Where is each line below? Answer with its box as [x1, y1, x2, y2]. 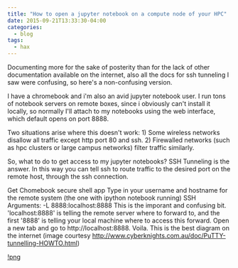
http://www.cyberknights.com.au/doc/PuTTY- [92, 232, 226, 240]
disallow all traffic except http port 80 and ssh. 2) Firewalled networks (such [7, 136, 230, 144]
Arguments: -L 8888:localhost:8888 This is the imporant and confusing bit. [7, 201, 227, 210]
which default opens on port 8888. [7, 114, 109, 123]
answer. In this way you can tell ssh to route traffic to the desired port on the [7, 165, 231, 173]
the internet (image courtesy [7, 232, 91, 240]
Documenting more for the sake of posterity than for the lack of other [7, 63, 210, 71]
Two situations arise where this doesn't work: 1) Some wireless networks [7, 129, 220, 136]
